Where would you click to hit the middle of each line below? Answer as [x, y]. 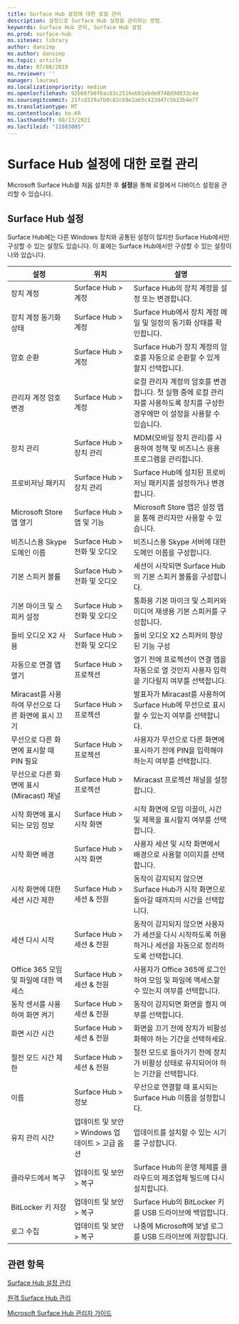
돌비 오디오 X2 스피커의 [171, 636]
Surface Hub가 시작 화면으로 [180, 889]
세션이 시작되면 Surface [171, 566]
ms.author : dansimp [36, 54]
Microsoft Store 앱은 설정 [174, 507]
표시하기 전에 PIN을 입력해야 [179, 750]
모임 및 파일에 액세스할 [184, 981]
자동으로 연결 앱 [36, 665]
